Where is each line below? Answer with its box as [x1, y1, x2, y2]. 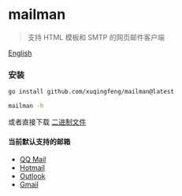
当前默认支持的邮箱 [8, 136, 71, 146]
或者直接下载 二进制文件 [8, 116, 87, 127]
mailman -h [8, 102, 44, 110]
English [8, 48, 32, 57]
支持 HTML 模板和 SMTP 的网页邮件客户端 [27, 32, 165, 42]
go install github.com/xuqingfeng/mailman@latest [8, 88, 175, 96]
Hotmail [19, 163, 46, 172]
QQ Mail [19, 155, 46, 165]
